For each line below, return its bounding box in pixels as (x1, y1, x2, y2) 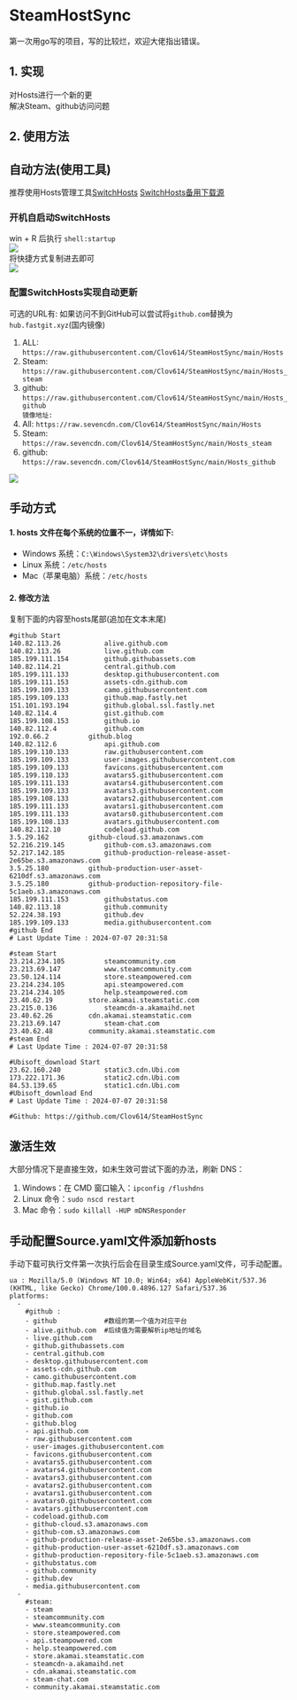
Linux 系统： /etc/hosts (21, 559, 108, 570)
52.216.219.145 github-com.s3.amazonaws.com (9, 841, 212, 850)
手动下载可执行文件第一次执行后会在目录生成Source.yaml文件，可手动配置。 (9, 1258, 287, 1268)
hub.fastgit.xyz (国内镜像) (9, 319, 106, 330)
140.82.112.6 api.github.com (9, 740, 161, 749)
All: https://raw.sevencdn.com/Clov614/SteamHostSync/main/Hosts (21, 418, 263, 429)
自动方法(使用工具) (9, 161, 111, 177)
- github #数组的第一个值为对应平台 (25, 1316, 187, 1325)
